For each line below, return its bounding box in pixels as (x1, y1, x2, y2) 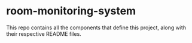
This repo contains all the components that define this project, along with (6, 24, 187, 31)
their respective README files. (6, 30, 82, 37)
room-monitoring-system (6, 4, 136, 18)
